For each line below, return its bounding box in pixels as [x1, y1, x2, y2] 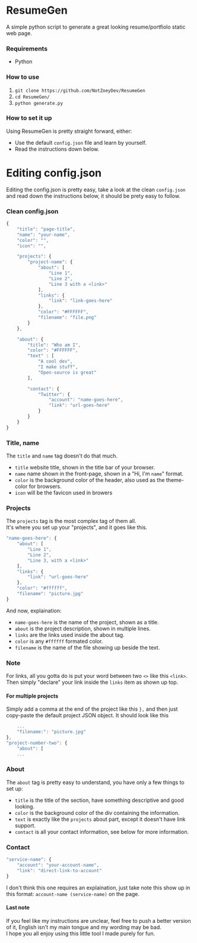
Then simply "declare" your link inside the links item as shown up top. [6, 679, 179, 686]
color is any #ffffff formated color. [14, 637, 103, 645]
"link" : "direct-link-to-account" [17, 867, 102, 873]
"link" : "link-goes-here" [48, 298, 113, 304]
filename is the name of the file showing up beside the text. [14, 644, 160, 651]
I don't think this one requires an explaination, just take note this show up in [6, 884, 190, 891]
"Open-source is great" [37, 369, 97, 375]
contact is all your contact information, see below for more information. [14, 828, 189, 835]
